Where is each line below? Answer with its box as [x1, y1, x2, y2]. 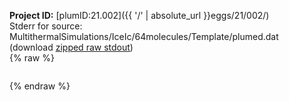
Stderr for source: [9, 20, 83, 32]
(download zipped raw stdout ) [9, 41, 134, 53]
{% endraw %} [9, 80, 71, 92]
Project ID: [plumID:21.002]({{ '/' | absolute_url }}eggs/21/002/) [9, 10, 270, 21]
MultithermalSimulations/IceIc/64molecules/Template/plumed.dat [9, 31, 279, 42]
